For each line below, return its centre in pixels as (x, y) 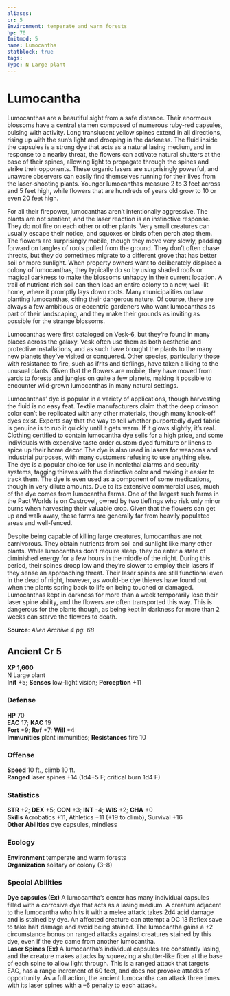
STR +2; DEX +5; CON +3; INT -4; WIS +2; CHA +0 (80, 810)
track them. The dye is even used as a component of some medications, (109, 479)
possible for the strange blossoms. (56, 321)
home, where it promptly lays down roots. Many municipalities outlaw (105, 291)
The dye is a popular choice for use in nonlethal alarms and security (103, 464)
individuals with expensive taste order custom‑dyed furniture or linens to (110, 442)
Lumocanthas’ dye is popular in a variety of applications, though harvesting (114, 399)
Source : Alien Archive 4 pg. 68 (51, 630)
